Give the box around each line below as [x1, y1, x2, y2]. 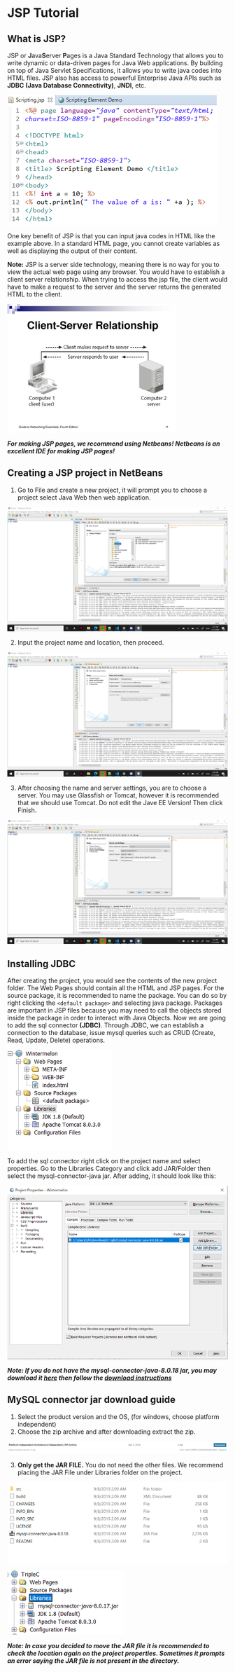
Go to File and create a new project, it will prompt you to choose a [17, 486, 208, 494]
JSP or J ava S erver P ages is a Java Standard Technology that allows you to [7, 51, 224, 60]
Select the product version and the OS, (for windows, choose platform [17, 1412, 220, 1420]
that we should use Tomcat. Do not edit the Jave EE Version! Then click [17, 798, 223, 807]
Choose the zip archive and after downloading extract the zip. [17, 1427, 196, 1436]
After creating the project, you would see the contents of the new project [7, 976, 218, 985]
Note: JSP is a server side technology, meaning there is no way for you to [7, 261, 220, 268]
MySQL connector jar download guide [7, 1394, 176, 1406]
